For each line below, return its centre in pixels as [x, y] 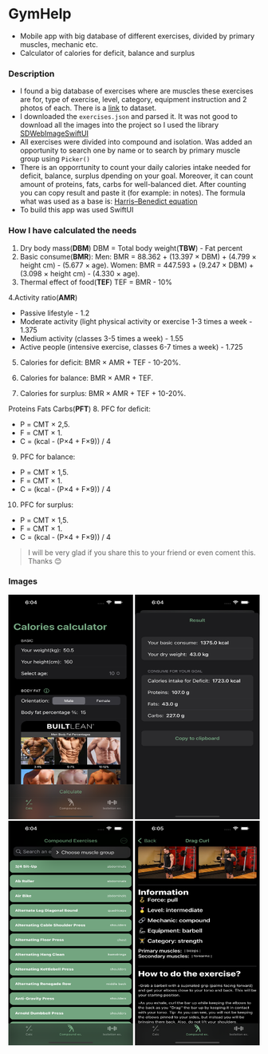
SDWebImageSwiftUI [54, 133]
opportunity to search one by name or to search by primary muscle [130, 151]
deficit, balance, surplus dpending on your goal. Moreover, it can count [136, 176]
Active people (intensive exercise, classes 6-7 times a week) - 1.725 [131, 347]
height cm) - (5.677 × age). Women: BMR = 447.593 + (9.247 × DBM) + [136, 265]
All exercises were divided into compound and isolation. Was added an [136, 142]
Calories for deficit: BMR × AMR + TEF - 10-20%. [100, 362]
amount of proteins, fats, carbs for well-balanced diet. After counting [133, 184]
